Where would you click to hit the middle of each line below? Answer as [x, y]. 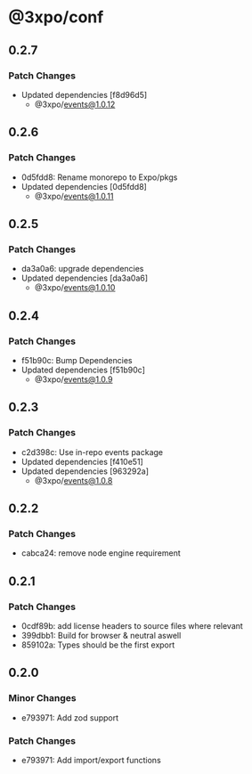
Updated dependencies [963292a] [85, 471]
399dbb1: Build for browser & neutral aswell [101, 635]
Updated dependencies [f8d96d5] [84, 94]
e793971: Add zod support [70, 717]
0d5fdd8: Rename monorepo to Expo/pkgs [99, 177]
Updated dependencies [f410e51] [82, 461]
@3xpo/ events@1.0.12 [75, 104]
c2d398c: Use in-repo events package [92, 452]
